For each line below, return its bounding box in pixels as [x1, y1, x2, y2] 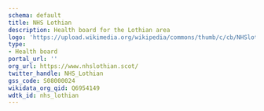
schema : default [8, 11, 61, 20]
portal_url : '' [8, 55, 58, 63]
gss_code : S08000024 [8, 77, 76, 84]
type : [8, 41, 26, 48]
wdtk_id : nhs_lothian [8, 91, 79, 99]
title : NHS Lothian [8, 19, 72, 27]
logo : [8, 33, 26, 41]
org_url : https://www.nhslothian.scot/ [8, 63, 139, 70]
